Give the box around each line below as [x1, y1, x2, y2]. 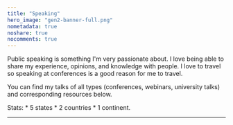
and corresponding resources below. [7, 90, 112, 99]
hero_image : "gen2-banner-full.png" [7, 17, 113, 23]
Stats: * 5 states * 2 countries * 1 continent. [7, 104, 131, 112]
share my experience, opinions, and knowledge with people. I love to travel [7, 62, 221, 70]
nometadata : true [7, 23, 58, 30]
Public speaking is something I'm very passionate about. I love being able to [7, 55, 224, 63]
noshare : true [7, 29, 49, 37]
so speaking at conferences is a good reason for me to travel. [7, 70, 183, 78]
